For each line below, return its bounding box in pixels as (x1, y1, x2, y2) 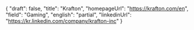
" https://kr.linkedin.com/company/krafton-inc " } (5, 18, 123, 24)
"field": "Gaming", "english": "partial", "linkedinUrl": (5, 11, 132, 18)
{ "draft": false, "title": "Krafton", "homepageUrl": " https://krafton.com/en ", (5, 5, 189, 12)
